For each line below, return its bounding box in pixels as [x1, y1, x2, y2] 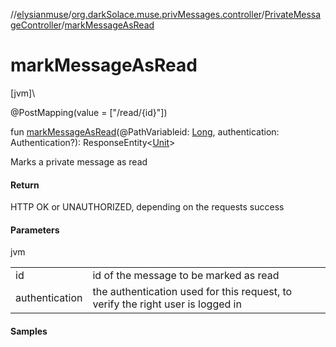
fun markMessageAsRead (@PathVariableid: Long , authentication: [10, 125, 280, 138]
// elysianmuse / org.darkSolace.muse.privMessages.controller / [10, 9, 265, 20]
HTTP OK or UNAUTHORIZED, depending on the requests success [10, 201, 285, 213]
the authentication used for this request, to [92, 285, 293, 299]
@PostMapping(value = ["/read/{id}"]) [10, 106, 168, 118]
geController [10, 19, 62, 31]
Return [10, 179, 40, 191]
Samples [10, 325, 48, 337]
